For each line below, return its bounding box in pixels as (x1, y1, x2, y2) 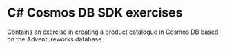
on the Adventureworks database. (7, 35, 104, 43)
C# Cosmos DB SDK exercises (7, 5, 183, 21)
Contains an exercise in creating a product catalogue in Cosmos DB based (7, 28, 219, 36)
